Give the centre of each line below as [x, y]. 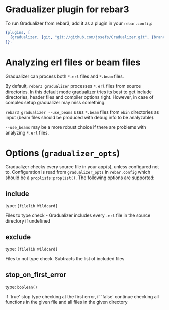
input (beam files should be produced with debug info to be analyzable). [80, 117]
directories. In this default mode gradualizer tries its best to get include [79, 92]
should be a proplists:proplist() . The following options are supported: [80, 178]
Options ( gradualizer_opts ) [63, 153]
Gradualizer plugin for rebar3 [67, 9]
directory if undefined [28, 221]
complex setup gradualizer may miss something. [55, 102]
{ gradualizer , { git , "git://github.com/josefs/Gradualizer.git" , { [82, 37]
